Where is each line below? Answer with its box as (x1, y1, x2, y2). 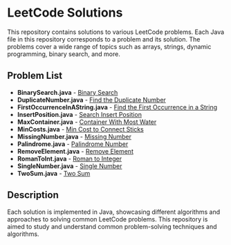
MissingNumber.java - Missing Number (17, 132, 132, 140)
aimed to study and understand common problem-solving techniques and (7, 222, 217, 230)
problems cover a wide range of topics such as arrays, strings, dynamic (7, 42, 212, 51)
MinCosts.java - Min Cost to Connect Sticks (17, 125, 144, 133)
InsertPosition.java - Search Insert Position (17, 110, 142, 118)
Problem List (7, 70, 63, 82)
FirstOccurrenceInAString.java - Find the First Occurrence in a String (17, 102, 218, 111)
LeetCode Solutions (7, 5, 123, 21)
